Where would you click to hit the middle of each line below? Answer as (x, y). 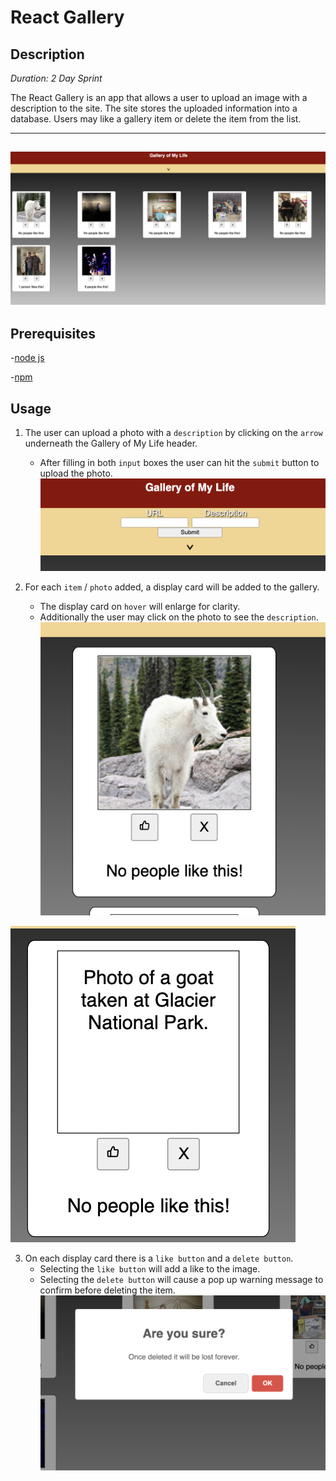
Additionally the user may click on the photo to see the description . (179, 617)
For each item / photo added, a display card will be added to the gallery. (172, 587)
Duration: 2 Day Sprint (56, 78)
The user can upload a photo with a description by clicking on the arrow (173, 433)
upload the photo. (76, 473)
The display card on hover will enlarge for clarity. (140, 607)
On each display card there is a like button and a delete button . (159, 1258)
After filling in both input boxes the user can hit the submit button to (179, 463)
